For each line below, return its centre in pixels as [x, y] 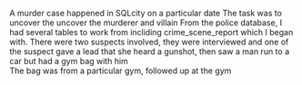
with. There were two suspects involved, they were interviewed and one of [149, 42]
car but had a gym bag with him [69, 61]
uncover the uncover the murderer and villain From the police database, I [146, 23]
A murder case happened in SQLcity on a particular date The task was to [146, 13]
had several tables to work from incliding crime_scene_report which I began [151, 32]
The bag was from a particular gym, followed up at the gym [121, 71]
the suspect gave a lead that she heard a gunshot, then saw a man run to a [150, 52]
